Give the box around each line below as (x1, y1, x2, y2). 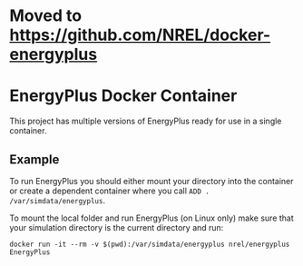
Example (9, 152, 60, 167)
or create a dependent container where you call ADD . (9, 185, 210, 196)
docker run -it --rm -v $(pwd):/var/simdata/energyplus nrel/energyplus (9, 240, 290, 249)
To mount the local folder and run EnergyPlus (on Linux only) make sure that (9, 212, 295, 223)
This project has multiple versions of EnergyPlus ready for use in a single (9, 115, 282, 127)
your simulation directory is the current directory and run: (9, 222, 224, 232)
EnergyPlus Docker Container (9, 85, 238, 106)
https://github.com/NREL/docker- (9, 25, 271, 45)
